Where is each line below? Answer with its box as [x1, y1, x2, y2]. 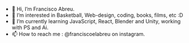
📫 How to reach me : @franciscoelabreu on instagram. [11, 31, 146, 37]
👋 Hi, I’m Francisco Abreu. [11, 6, 75, 12]
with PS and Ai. [11, 24, 49, 31]
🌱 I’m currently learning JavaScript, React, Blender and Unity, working [11, 18, 181, 24]
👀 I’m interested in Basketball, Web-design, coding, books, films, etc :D [11, 12, 184, 19]
